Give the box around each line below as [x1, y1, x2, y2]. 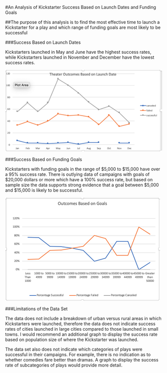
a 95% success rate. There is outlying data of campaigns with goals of [5, 171, 150, 177]
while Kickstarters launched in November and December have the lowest [5, 54, 155, 60]
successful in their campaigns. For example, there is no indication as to [5, 352, 151, 358]
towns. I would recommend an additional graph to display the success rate [5, 331, 158, 338]
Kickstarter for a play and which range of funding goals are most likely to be [5, 24, 161, 30]
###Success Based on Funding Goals [5, 156, 83, 162]
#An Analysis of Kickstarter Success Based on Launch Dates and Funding [5, 4, 157, 10]
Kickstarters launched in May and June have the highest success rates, [5, 49, 152, 55]
